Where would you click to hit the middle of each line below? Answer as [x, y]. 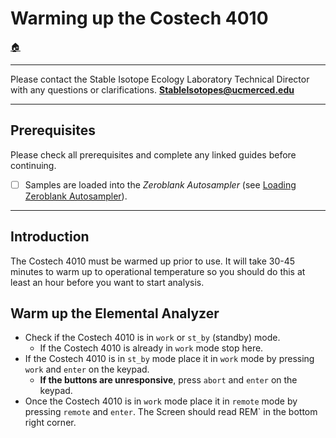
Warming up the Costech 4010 [139, 18]
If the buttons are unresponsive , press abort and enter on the [168, 380]
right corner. [50, 423]
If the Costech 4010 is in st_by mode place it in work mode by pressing [169, 359]
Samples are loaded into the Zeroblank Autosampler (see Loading [160, 184]
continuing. [33, 165]
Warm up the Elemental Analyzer [115, 313]
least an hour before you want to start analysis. [107, 282]
